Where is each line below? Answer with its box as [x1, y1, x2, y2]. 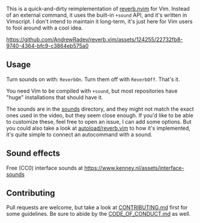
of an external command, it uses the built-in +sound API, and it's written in [6, 11, 187, 19]
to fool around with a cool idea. [6, 24, 83, 31]
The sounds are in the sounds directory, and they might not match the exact [6, 105, 194, 112]
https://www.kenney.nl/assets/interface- [83, 164, 184, 171]
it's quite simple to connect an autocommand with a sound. [6, 130, 153, 138]
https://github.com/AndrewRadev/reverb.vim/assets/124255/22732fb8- [6, 36, 183, 43]
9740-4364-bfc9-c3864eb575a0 [6, 42, 89, 49]
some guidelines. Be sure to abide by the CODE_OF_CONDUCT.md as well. [6, 210, 191, 218]
